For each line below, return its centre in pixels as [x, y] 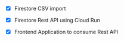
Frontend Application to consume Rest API [66, 32]
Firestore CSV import [40, 8]
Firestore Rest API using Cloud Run [57, 20]
